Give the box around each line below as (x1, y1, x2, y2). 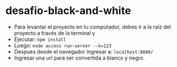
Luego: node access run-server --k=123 (14, 42, 112, 49)
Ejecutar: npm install (14, 36, 66, 43)
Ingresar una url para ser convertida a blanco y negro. (14, 54, 145, 61)
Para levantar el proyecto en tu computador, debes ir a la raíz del (14, 23, 171, 30)
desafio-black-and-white (5, 4, 132, 17)
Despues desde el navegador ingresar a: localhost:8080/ (14, 48, 153, 55)
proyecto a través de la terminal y (14, 29, 95, 36)
